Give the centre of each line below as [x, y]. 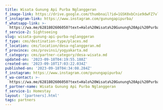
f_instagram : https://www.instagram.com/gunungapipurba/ [64, 73]
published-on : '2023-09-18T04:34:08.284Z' [49, 69]
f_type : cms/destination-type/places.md [47, 41]
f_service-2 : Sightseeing [31, 32]
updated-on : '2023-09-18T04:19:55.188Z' [47, 59]
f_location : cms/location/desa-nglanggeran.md [53, 46]
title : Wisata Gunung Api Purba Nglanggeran [51, 9]
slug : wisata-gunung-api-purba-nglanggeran [50, 37]
